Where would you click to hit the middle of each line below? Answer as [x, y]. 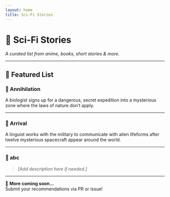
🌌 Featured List [29, 74]
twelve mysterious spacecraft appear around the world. [63, 140]
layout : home [19, 10]
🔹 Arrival [16, 123]
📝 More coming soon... [30, 183]
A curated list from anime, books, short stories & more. [62, 54]
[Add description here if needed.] [52, 169]
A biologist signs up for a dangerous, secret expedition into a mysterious [81, 100]
